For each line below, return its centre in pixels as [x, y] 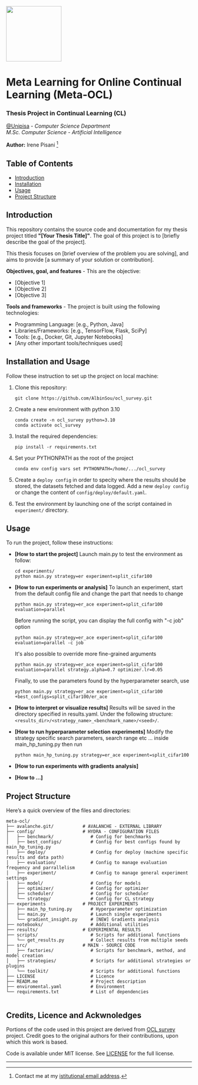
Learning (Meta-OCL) [60, 95]
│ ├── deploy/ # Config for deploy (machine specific [97, 852]
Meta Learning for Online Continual [94, 82]
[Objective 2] [31, 288]
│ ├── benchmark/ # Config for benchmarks [79, 837]
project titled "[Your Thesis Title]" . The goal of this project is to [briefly [93, 235]
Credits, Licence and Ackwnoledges [74, 1015]
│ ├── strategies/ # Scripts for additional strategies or [99, 961]
